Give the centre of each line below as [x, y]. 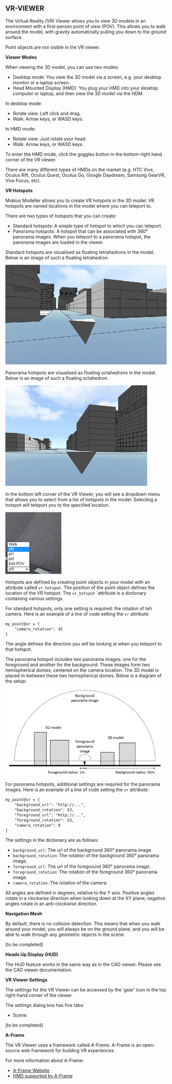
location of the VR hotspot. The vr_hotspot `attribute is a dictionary [76, 593]
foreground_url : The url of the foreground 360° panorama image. [82, 866]
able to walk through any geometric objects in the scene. [65, 934]
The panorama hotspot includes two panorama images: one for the [76, 659]
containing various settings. [35, 598]
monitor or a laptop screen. [41, 82]
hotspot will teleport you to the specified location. [58, 505]
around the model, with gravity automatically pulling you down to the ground [86, 32]
